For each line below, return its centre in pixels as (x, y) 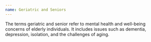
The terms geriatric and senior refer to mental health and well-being (75, 24)
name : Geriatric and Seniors (36, 10)
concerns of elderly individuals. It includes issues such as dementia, (76, 29)
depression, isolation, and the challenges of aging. (57, 34)
